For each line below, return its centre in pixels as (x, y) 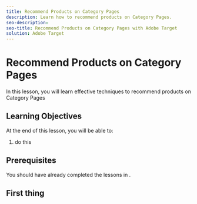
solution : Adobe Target (35, 34)
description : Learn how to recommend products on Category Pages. (89, 17)
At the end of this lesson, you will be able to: (60, 130)
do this (23, 142)
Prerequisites (31, 161)
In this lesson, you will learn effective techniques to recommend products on (98, 91)
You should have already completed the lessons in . (69, 175)
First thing (25, 193)
